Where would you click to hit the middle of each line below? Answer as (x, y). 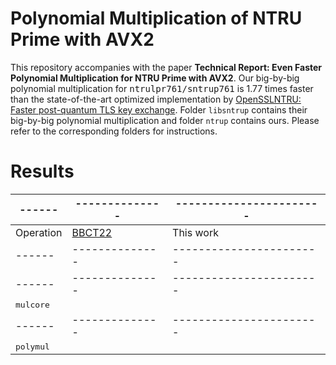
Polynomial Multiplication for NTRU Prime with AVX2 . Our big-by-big (155, 78)
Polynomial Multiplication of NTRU (156, 18)
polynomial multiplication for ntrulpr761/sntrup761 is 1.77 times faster (162, 88)
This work (195, 232)
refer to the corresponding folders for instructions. (114, 131)
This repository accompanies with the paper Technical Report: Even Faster (166, 67)
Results (42, 171)
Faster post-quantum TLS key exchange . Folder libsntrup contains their (159, 109)
